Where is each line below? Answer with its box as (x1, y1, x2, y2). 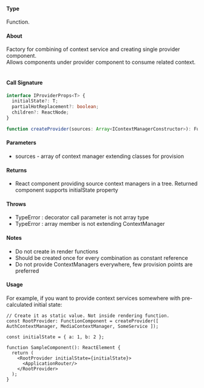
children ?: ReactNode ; (12, 109, 69, 115)
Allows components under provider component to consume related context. (6, 58, 196, 66)
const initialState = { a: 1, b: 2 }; (6, 334, 104, 340)
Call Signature (6, 79, 43, 86)
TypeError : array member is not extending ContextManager (15, 220, 165, 228)
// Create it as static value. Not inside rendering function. (6, 313, 170, 319)
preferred (15, 267, 39, 274)
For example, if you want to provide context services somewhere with (6, 294, 181, 302)
